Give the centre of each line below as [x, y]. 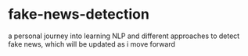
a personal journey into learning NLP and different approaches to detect [124, 36]
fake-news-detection [79, 14]
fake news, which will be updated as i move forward [92, 44]
